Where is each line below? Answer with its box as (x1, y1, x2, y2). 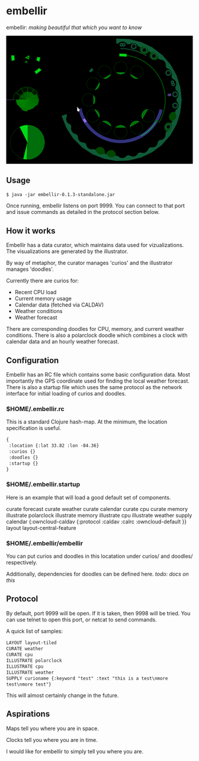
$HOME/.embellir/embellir (6, 539, 84, 547)
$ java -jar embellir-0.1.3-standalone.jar (6, 192, 115, 198)
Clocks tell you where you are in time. (6, 736, 98, 743)
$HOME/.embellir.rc (6, 405, 65, 413)
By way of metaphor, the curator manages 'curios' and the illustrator (6, 260, 173, 267)
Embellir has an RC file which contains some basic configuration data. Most (6, 371, 191, 378)
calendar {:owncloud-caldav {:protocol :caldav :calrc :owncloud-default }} (6, 518, 187, 525)
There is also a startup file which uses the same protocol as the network (6, 384, 182, 391)
